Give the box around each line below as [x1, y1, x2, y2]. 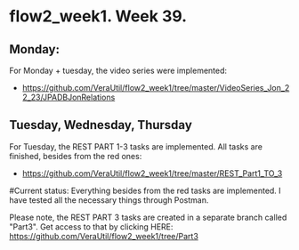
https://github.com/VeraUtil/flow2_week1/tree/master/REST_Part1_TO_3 [21, 167, 283, 179]
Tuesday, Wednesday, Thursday [9, 117, 193, 133]
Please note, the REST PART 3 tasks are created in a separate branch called [9, 212, 287, 222]
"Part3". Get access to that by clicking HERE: [9, 221, 174, 232]
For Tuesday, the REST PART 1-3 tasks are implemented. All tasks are [9, 141, 263, 152]
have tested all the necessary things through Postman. [9, 194, 209, 206]
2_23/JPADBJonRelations [21, 92, 116, 102]
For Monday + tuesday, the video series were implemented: [9, 65, 228, 76]
